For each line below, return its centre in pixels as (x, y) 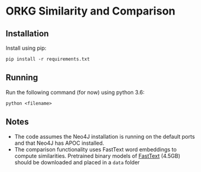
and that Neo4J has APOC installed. (59, 143)
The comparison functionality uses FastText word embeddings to (95, 149)
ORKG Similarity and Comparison (91, 11)
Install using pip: (26, 48)
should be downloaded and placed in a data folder (77, 162)
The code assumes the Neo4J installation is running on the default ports (104, 136)
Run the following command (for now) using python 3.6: (75, 92)
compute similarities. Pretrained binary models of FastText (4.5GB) (97, 156)
